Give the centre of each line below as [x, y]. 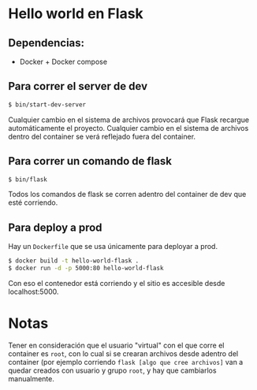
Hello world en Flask [76, 14]
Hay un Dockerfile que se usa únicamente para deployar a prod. [113, 247]
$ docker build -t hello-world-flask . [74, 261]
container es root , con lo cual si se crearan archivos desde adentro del [123, 353]
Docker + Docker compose [63, 61]
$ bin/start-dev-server [47, 104]
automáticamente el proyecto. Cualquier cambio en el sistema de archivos [128, 128]
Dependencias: [47, 43]
